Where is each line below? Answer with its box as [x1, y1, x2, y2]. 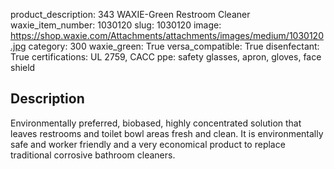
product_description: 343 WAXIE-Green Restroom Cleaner [10, 9, 251, 20]
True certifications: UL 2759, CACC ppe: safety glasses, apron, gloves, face [10, 51, 322, 63]
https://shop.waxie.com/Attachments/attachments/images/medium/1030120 [10, 30, 324, 41]
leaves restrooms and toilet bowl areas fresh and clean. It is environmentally [10, 127, 324, 139]
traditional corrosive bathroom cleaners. [10, 149, 176, 161]
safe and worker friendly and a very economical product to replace [10, 138, 286, 150]
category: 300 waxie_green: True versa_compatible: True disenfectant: [28, 40, 320, 52]
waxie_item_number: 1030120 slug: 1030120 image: [10, 19, 222, 31]
